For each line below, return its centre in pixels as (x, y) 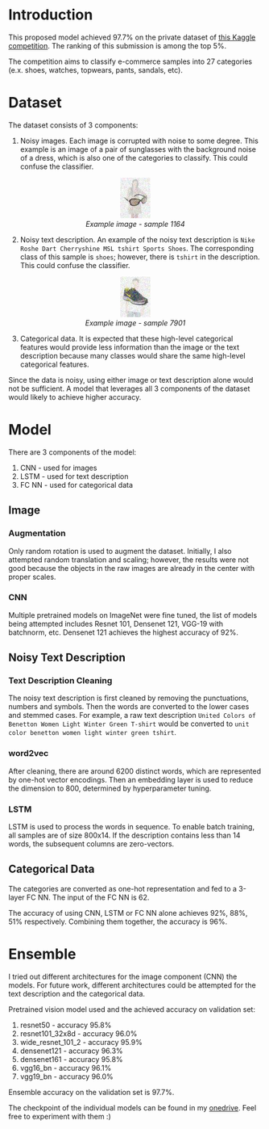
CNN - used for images (58, 468)
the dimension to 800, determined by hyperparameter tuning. (110, 788)
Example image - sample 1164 (135, 224)
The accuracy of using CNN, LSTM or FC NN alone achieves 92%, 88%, (128, 913)
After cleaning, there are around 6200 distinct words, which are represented (135, 771)
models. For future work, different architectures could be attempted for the (132, 985)
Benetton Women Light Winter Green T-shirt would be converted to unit (129, 724)
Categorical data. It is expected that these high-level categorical (126, 338)
